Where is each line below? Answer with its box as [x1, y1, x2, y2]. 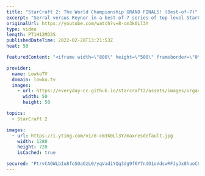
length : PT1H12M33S [6, 32, 56, 38]
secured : [6, 161, 29, 167]
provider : [6, 65, 32, 71]
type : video [6, 26, 37, 32]
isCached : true [17, 150, 56, 156]
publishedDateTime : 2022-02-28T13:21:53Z [6, 37, 113, 43]
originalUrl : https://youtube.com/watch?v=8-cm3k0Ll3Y [6, 20, 149, 26]
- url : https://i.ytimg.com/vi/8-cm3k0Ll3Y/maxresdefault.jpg [12, 133, 173, 139]
